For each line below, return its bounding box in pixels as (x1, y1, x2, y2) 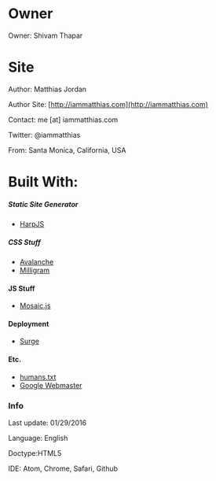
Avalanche (19, 257, 54, 266)
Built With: (8, 173, 79, 191)
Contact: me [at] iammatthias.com (8, 115, 119, 124)
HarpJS (19, 220, 45, 229)
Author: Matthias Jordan (8, 84, 87, 94)
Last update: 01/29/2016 (8, 418, 87, 427)
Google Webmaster (19, 380, 82, 390)
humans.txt (19, 372, 57, 382)
